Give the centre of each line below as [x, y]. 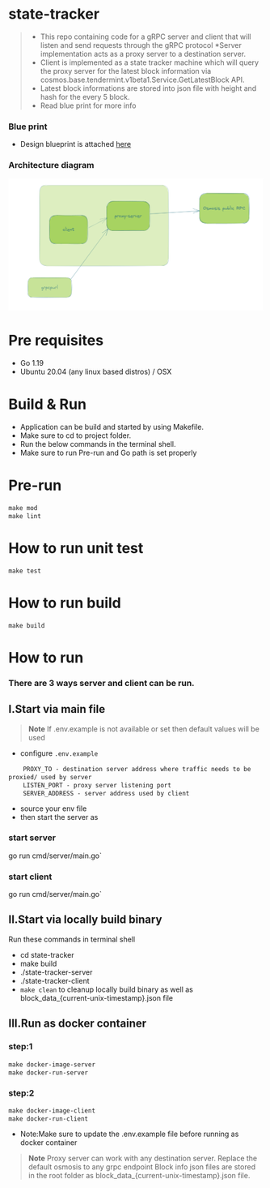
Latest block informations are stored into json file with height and [148, 88]
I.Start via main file [57, 709]
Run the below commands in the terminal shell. [98, 444]
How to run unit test [76, 548]
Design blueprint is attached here [76, 144]
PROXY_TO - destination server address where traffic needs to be [137, 769]
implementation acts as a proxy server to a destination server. [143, 54]
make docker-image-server [52, 1064]
